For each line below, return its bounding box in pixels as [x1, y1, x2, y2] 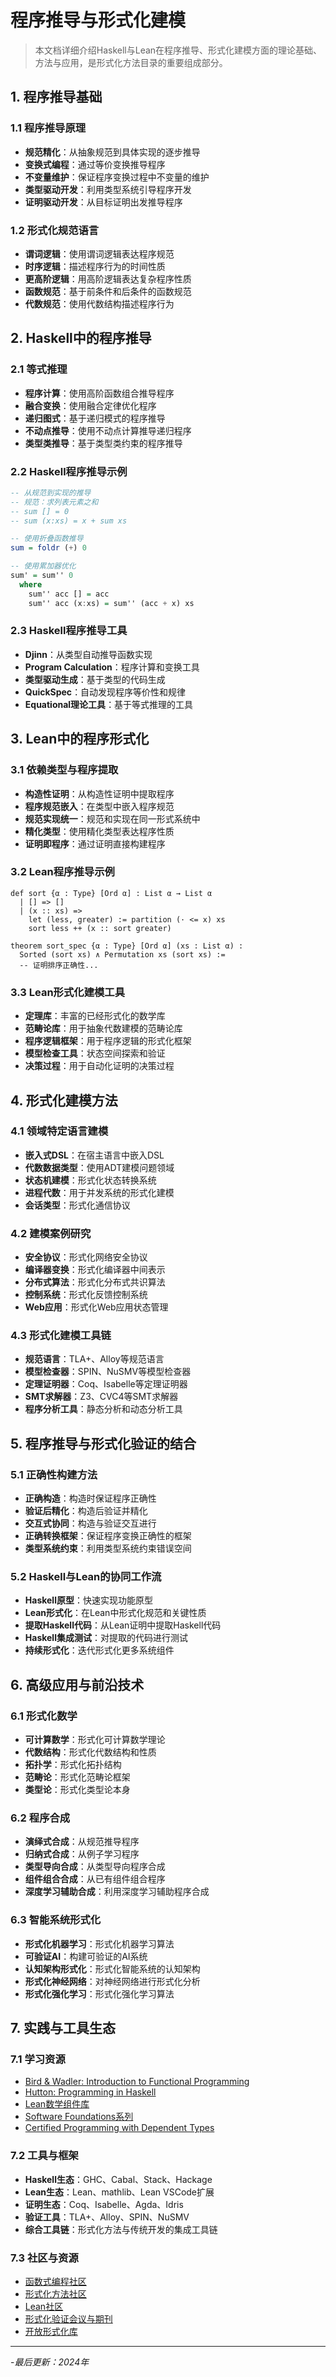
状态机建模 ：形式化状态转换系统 [24, 1174, 157, 1186]
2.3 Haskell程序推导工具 [10, 624, 128, 638]
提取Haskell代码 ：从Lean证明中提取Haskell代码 [24, 1619, 222, 1631]
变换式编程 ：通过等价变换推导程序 [24, 158, 166, 170]
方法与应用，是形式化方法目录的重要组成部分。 [34, 56, 228, 68]
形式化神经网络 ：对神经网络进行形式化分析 [24, 1975, 201, 1987]
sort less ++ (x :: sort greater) [28, 923, 172, 933]
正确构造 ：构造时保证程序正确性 [24, 1492, 157, 1505]
